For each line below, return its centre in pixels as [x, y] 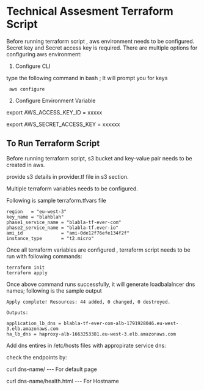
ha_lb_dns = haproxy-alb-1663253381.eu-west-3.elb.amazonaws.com [91, 334]
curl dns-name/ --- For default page [52, 369]
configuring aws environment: [44, 54]
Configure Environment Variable [55, 100]
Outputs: [17, 313]
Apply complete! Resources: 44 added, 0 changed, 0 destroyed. [89, 302]
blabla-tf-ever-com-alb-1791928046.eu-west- [121, 323]
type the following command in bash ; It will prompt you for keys [87, 78]
